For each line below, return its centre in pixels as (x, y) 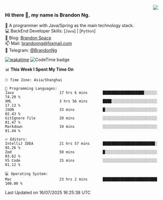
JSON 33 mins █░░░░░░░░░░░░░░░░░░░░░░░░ (81, 110)
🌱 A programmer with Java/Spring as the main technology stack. (70, 26)
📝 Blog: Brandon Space (28, 38)
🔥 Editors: (16, 139)
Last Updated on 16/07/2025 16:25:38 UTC (48, 193)
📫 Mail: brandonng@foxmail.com (38, 44)
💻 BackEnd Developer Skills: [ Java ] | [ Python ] (50, 31)
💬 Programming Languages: (31, 89)
